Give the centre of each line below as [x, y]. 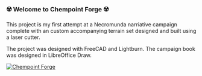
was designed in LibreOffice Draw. [49, 55]
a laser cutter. [23, 37]
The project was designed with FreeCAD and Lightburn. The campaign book [101, 49]
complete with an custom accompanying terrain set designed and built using [101, 31]
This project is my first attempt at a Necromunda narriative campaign [92, 25]
